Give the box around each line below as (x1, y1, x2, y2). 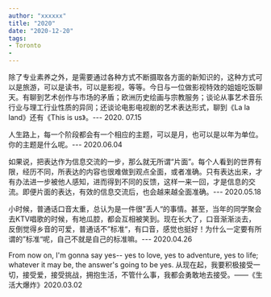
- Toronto (8, 42, 42, 50)
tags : (8, 34, 27, 43)
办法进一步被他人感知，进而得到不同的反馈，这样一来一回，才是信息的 (15, 177, 248, 186)
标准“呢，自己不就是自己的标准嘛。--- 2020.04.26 (25, 234, 193, 244)
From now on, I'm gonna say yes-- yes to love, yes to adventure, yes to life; (8, 250, 259, 260)
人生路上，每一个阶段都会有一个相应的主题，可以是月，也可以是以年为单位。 (8, 130, 263, 139)
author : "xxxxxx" (8, 11, 67, 20)
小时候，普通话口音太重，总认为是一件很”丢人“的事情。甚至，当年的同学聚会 (8, 204, 262, 213)
